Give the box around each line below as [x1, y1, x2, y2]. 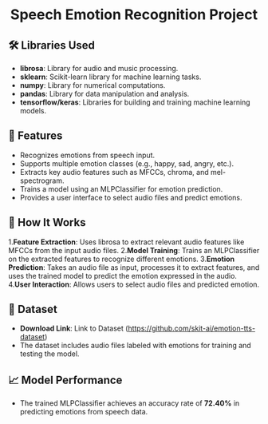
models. [19, 106, 47, 115]
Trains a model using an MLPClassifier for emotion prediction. [19, 184, 223, 193]
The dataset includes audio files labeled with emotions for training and [19, 341, 251, 351]
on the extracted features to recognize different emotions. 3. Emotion [8, 254, 235, 264]
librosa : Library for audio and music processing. [19, 64, 179, 73]
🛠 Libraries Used [8, 38, 96, 52]
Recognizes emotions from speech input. [19, 150, 156, 160]
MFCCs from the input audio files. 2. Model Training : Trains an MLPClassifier [8, 245, 260, 255]
